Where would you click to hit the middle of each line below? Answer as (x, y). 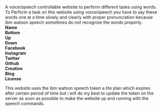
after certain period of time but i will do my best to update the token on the (79, 93)
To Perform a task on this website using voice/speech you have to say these (81, 12)
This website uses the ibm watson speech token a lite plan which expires (78, 88)
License (13, 79)
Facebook (15, 48)
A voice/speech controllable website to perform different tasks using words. (81, 7)
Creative (14, 69)
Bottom (13, 33)
